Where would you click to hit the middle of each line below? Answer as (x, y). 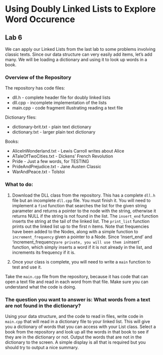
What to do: (19, 184)
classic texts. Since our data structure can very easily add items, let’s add (79, 54)
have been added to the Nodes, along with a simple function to (75, 231)
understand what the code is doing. (41, 287)
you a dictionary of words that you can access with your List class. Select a (81, 327)
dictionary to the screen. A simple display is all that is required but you (75, 342)
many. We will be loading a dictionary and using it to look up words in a (76, 59)
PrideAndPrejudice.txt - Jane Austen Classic (56, 167)
